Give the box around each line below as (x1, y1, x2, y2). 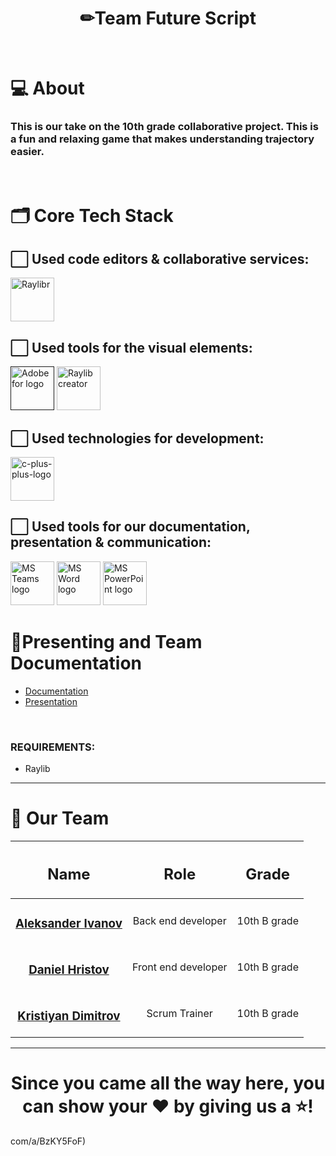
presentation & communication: (10, 534, 212, 551)
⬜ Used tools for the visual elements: (10, 339, 253, 356)
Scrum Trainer (146, 1007, 213, 1021)
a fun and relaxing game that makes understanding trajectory (10, 132, 315, 146)
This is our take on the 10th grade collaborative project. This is (10, 120, 319, 134)
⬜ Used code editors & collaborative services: (10, 251, 310, 267)
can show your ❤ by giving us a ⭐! (22, 1095, 314, 1118)
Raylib (24, 763, 51, 775)
